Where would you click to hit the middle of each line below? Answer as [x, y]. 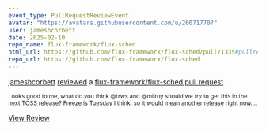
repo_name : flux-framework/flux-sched [72, 45]
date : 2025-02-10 [37, 37]
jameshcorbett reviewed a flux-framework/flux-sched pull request [116, 82]
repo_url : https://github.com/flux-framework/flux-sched [104, 60]
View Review [29, 117]
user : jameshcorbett [42, 30]
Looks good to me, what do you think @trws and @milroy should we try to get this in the [128, 96]
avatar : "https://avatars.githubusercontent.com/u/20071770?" [113, 23]
